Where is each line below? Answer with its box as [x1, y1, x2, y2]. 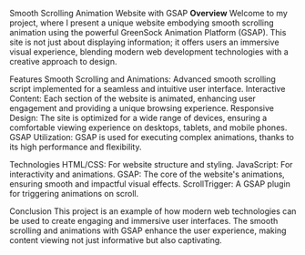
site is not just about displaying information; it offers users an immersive [9, 36, 280, 47]
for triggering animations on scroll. [9, 189, 139, 199]
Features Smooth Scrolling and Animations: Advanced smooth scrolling [9, 74, 276, 85]
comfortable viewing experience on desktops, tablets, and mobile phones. [9, 122, 288, 133]
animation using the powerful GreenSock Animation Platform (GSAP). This [9, 27, 287, 37]
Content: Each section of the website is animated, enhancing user [9, 93, 257, 104]
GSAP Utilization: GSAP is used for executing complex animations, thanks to [9, 132, 294, 142]
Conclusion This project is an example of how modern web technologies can [9, 206, 297, 217]
